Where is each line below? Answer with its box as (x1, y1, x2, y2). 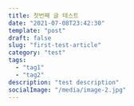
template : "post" (8, 26, 66, 34)
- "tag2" (15, 71, 45, 79)
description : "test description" (8, 78, 120, 86)
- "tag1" (15, 64, 45, 72)
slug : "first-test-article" (8, 41, 102, 49)
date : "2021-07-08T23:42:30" (8, 19, 105, 27)
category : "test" (8, 49, 66, 57)
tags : (8, 57, 26, 65)
